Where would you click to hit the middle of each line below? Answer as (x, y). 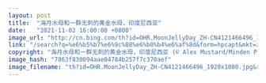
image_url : (26, 38)
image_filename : (35, 67)
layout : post (30, 15)
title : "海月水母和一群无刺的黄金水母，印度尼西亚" (85, 23)
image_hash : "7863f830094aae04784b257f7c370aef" (90, 60)
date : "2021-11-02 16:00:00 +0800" (70, 30)
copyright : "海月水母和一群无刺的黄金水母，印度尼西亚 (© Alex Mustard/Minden (129, 52)
